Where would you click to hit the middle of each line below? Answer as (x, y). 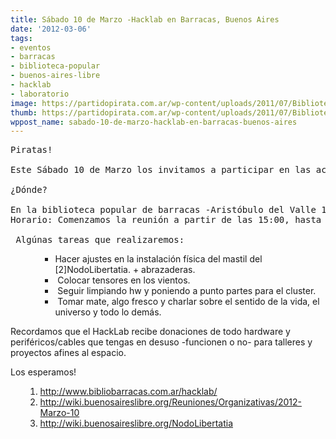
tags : (21, 38)
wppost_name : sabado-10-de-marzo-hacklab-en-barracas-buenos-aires (154, 122)
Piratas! (31, 150)
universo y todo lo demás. (108, 312)
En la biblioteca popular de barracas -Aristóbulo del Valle (163, 210)
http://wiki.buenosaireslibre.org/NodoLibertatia (136, 423)
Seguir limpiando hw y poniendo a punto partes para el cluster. (187, 291)
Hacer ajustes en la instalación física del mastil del (158, 259)
